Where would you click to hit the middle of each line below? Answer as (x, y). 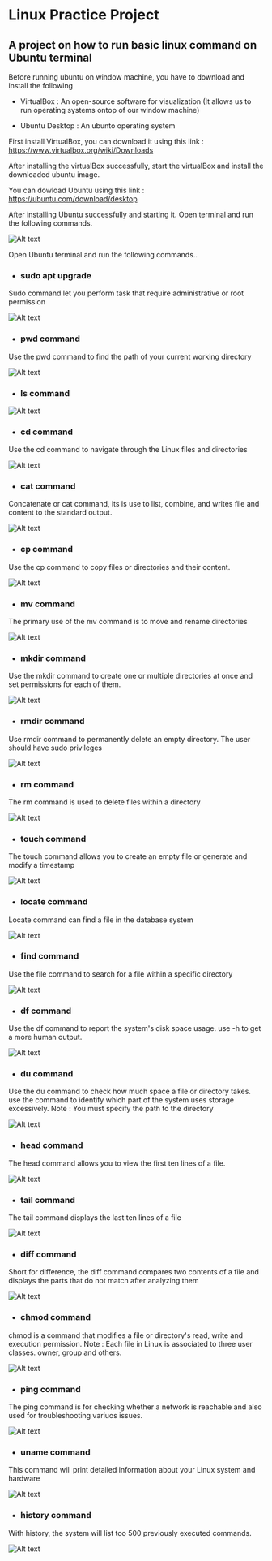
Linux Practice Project (84, 15)
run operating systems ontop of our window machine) (110, 110)
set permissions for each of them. (65, 684)
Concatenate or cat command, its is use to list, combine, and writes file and (134, 504)
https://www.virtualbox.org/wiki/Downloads (81, 150)
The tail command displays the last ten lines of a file (95, 1218)
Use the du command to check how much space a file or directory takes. (130, 1091)
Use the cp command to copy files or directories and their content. (119, 567)
